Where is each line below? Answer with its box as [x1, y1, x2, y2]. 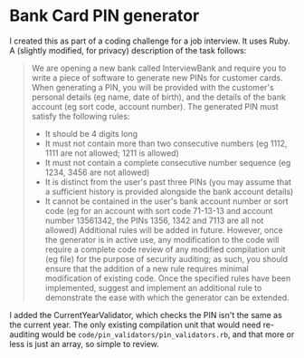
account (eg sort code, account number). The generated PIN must [31, 101, 279, 111]
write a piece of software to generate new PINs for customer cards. [31, 72, 283, 82]
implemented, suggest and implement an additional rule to [44, 282, 262, 293]
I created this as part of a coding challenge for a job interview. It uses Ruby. [9, 35, 291, 46]
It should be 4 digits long [44, 128, 138, 139]
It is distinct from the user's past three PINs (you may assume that [44, 176, 292, 187]
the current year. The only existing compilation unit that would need [9, 319, 261, 330]
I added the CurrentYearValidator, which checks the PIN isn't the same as [9, 309, 282, 320]
